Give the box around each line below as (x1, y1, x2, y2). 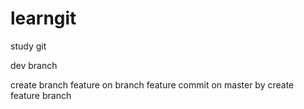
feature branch (10, 89, 72, 101)
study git (10, 40, 47, 52)
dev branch (10, 59, 58, 71)
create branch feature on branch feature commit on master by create (10, 78, 295, 91)
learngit (10, 7, 77, 30)
